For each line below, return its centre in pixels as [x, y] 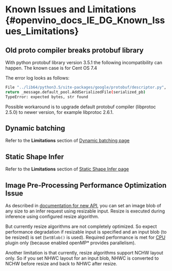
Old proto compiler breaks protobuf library [74, 50]
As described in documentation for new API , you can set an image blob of [83, 206]
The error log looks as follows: [37, 78]
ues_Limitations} [42, 31]
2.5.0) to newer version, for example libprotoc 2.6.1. [60, 112]
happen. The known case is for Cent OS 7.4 [51, 68]
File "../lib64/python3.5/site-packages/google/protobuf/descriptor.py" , [86, 87]
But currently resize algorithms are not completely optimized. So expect [81, 226]
